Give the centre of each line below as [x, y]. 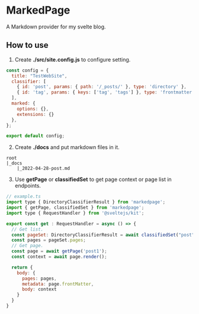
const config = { [28, 70]
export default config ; [36, 136]
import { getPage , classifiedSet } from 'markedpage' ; [75, 208]
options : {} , [33, 109]
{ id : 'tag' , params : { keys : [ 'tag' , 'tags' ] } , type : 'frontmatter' [106, 92]
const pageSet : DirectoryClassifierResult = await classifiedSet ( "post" [103, 235]
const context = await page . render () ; [60, 257]
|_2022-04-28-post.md [43, 169]
